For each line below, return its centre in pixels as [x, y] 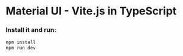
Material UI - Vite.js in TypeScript [91, 11]
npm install [21, 42]
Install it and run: [31, 30]
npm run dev [21, 48]
